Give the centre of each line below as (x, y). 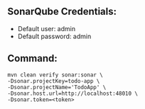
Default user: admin (47, 28)
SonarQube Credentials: (62, 12)
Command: (33, 58)
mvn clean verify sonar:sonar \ (55, 75)
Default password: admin (54, 36)
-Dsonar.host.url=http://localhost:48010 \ (73, 93)
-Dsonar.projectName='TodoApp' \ (57, 87)
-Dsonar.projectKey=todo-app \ (54, 81)
